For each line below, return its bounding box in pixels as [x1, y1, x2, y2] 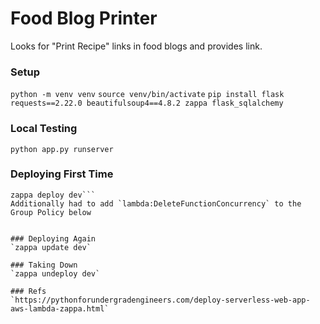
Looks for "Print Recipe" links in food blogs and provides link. [10, 40, 263, 52]
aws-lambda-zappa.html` [10, 303, 110, 314]
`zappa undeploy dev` [10, 268, 101, 279]
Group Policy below [10, 207, 92, 217]
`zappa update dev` [10, 242, 92, 252]
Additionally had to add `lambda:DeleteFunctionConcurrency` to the [10, 198, 302, 209]
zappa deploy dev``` [10, 190, 97, 200]
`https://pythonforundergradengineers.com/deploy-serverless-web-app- [10, 295, 311, 305]
